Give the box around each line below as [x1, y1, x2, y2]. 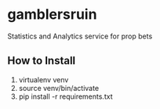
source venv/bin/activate [18, 83, 100, 93]
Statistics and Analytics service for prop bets [7, 31, 153, 41]
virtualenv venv [18, 74, 69, 84]
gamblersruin [7, 5, 97, 24]
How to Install [7, 54, 76, 67]
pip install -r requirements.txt [18, 92, 113, 101]
